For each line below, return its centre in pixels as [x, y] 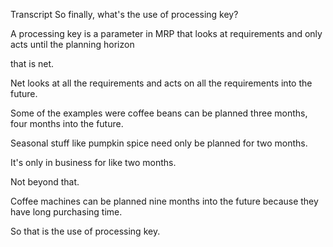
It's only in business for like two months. [93, 162]
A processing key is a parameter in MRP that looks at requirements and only [166, 33]
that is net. [32, 63]
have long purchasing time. [66, 212]
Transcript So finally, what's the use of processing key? [124, 14]
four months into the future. [67, 123]
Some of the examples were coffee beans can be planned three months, [159, 113]
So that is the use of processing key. [85, 231]
